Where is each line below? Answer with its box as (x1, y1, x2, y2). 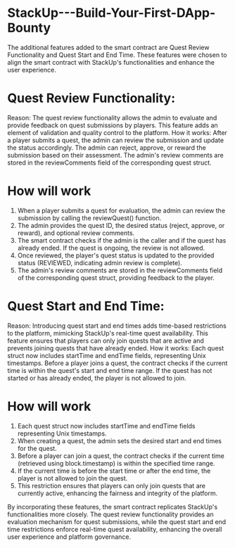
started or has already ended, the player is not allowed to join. (7, 374, 186, 382)
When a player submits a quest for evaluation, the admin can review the (17, 206, 226, 215)
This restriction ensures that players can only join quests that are (17, 481, 206, 490)
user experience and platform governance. (7, 533, 132, 541)
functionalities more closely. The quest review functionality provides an (7, 510, 214, 518)
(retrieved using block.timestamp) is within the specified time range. (17, 459, 215, 467)
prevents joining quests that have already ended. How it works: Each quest (7, 343, 224, 352)
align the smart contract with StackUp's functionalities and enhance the (7, 58, 215, 66)
